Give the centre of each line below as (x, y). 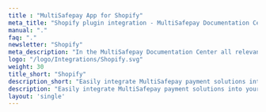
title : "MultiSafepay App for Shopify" (76, 15)
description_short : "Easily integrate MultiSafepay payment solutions (127, 81)
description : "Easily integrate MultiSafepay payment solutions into (125, 89)
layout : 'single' (37, 96)
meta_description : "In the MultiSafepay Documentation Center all (120, 52)
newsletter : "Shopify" (46, 45)
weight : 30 (26, 67)
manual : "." (28, 30)
